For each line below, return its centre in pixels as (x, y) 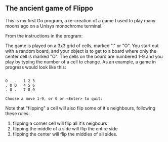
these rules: (18, 113)
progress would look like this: (36, 67)
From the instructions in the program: (44, 35)
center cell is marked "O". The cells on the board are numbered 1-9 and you (84, 56)
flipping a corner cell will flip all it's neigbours (60, 123)
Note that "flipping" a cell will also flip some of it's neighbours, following (80, 108)
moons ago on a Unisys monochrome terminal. (54, 26)
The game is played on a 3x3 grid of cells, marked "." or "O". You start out (82, 46)
